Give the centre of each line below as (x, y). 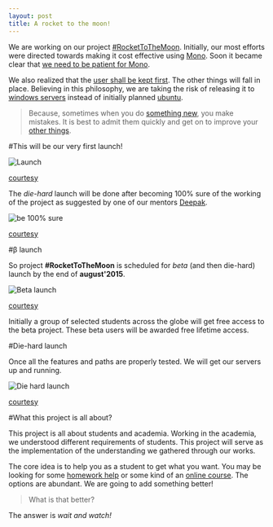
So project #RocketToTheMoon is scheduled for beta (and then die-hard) (132, 265)
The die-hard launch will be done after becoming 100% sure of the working (135, 193)
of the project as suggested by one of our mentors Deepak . (108, 202)
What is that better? (62, 499)
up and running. (35, 370)
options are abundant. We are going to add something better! (111, 483)
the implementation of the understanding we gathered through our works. (132, 450)
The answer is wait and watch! (60, 515)
